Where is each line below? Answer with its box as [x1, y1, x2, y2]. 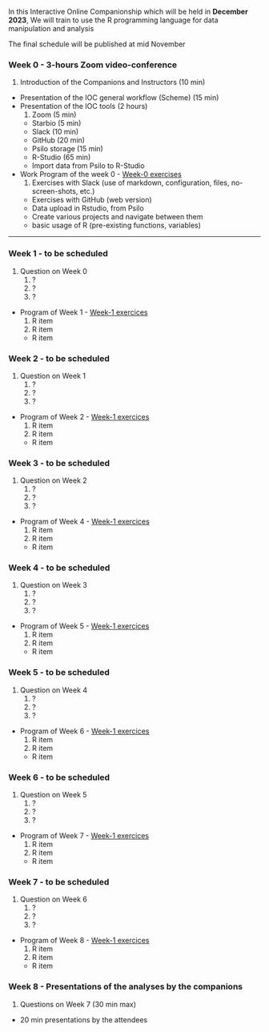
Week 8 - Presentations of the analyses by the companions [8, 981, 243, 992]
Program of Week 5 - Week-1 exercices [19, 621, 150, 631]
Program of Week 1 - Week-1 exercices [19, 307, 148, 317]
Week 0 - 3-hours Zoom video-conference [8, 59, 178, 70]
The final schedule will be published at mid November [8, 39, 186, 49]
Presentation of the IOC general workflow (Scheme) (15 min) [19, 93, 219, 102]
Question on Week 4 [19, 685, 88, 695]
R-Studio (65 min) [31, 152, 91, 163]
